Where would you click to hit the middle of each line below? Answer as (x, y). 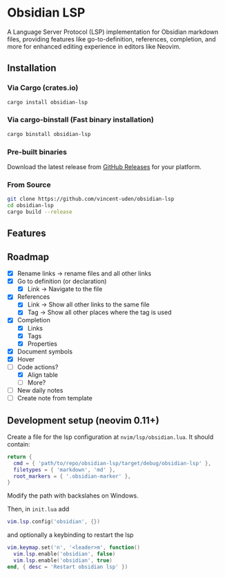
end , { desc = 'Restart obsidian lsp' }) (68, 567)
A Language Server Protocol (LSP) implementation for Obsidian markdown (113, 32)
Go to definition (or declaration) (62, 282)
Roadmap (28, 257)
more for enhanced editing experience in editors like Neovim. (94, 46)
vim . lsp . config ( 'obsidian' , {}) (53, 522)
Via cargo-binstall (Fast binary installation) (80, 120)
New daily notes (40, 391)
